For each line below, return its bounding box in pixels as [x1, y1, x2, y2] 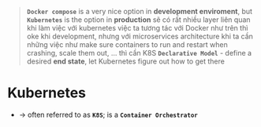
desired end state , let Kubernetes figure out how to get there [26, 56, 226, 66]
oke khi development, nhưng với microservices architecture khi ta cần [26, 31, 254, 41]
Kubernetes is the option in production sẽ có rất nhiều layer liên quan [26, 15, 251, 24]
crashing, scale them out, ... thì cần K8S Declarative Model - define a [26, 49, 252, 57]
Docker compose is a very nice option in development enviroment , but [26, 7, 253, 16]
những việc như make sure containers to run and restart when [26, 40, 228, 49]
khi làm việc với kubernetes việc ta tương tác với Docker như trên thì [26, 24, 248, 32]
